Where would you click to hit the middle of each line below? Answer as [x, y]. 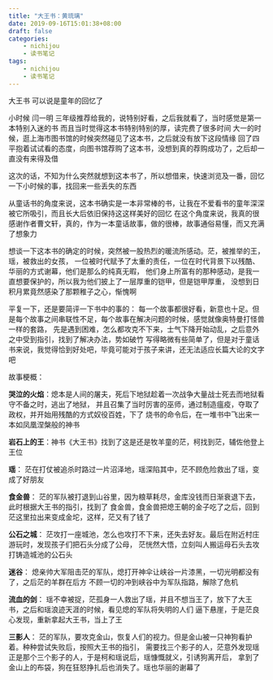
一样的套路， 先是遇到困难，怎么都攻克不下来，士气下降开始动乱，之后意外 [134, 329]
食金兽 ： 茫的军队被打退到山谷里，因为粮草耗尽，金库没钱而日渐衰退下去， [134, 496]
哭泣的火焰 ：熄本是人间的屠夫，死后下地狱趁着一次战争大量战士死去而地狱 [133, 394]
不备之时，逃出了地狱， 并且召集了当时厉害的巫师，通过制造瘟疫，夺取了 [137, 404]
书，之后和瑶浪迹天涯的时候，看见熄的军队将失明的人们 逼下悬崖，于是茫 [130, 609]
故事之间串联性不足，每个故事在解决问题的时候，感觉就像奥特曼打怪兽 [147, 318]
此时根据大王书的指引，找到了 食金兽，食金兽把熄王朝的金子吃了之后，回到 [134, 507]
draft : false [30, 31]
